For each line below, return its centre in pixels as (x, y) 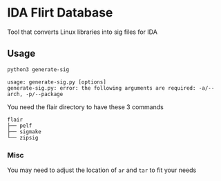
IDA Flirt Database (60, 13)
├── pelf (20, 126)
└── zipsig (23, 137)
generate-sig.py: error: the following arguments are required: (102, 88)
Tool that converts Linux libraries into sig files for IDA (82, 32)
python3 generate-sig (38, 69)
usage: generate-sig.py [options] (57, 82)
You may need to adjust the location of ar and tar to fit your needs (102, 170)
